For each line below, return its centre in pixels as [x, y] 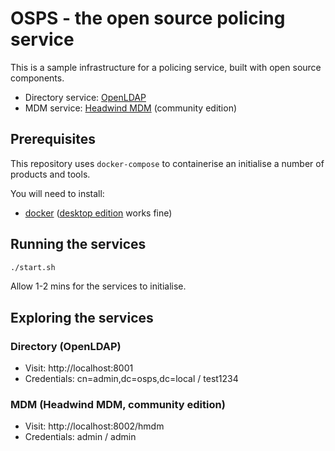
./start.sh [33, 267]
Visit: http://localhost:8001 [79, 368]
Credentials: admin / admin [80, 437]
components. [37, 78]
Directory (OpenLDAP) [66, 346]
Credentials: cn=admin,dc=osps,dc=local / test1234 [131, 379]
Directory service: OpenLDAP [85, 97]
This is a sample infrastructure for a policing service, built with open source [166, 67]
